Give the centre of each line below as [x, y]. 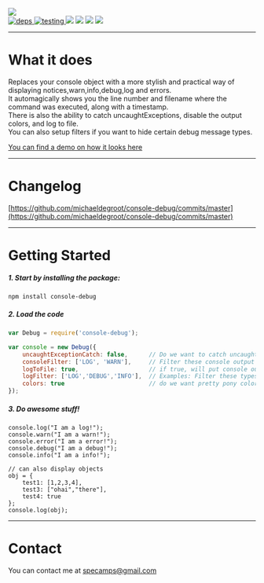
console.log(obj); [38, 510]
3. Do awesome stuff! [44, 409]
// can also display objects [56, 469]
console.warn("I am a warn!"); [59, 434]
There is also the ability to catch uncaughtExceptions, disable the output [125, 115]
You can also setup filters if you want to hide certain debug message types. [130, 132]
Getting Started [60, 256]
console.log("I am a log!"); [56, 427]
